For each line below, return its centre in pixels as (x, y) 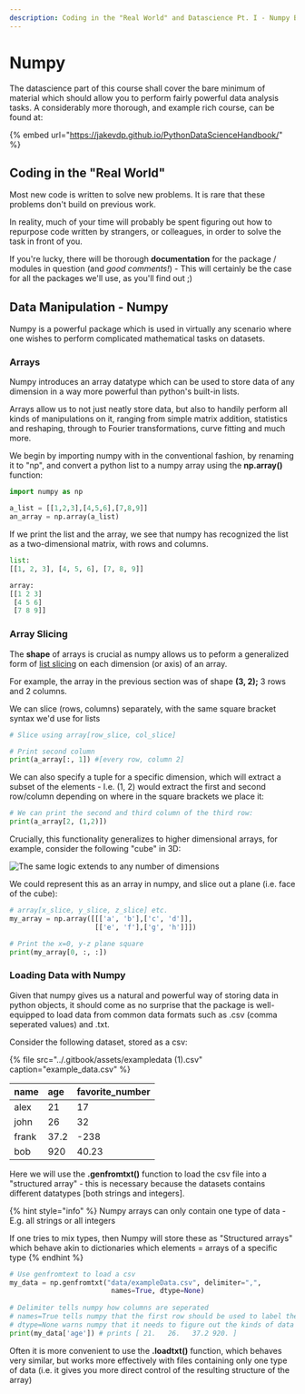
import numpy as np (46, 492)
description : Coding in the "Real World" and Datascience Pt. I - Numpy (150, 18)
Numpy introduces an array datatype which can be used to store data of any (152, 382)
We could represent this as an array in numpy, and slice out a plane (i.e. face (152, 884)
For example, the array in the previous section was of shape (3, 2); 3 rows (148, 681)
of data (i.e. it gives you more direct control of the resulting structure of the (150, 1369)
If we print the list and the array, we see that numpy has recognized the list (149, 534)
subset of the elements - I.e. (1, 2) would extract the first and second (138, 787)
